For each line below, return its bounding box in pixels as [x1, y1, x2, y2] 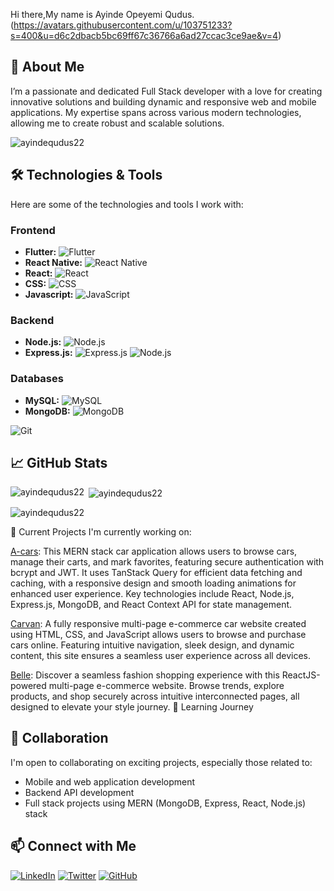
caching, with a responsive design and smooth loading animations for [10, 577, 297, 589]
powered [10, 680, 47, 691]
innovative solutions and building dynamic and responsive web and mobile [10, 95, 317, 108]
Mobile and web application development [24, 775, 196, 788]
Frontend [10, 223, 56, 237]
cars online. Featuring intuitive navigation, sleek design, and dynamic [10, 639, 295, 651]
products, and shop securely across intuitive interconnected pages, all [10, 690, 300, 702]
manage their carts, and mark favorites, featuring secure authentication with [10, 556, 325, 568]
